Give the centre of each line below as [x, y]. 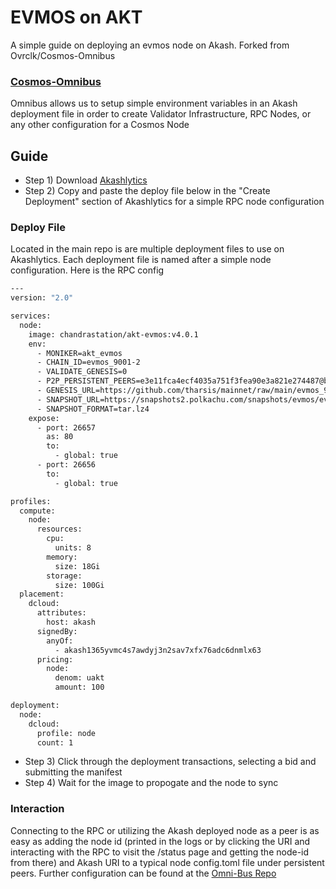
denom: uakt [79, 678]
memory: [62, 557]
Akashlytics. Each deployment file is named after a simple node [141, 260]
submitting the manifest [73, 772]
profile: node [66, 733]
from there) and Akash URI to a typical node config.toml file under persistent [167, 862]
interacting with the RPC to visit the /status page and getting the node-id [160, 852]
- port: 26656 [66, 465]
